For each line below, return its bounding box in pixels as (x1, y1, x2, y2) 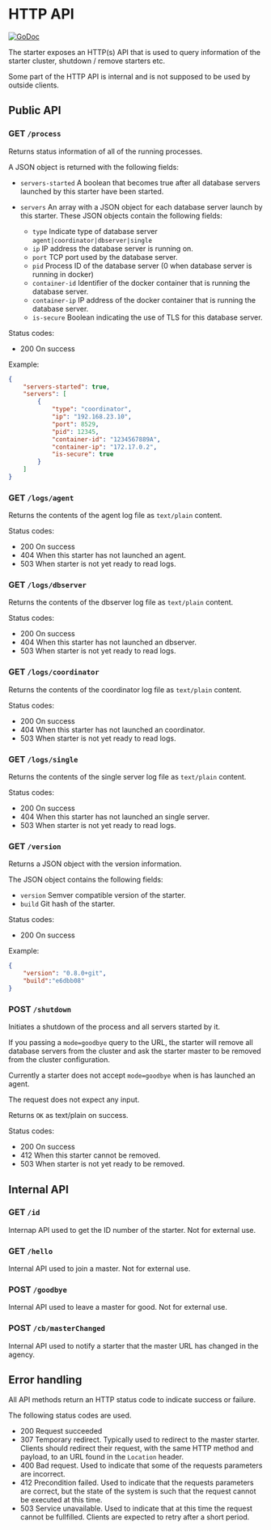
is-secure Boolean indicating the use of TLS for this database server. (32, 312, 263, 322)
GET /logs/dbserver (8, 580, 87, 591)
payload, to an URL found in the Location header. (19, 1451, 184, 1461)
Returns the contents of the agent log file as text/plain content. (8, 511, 222, 521)
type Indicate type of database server (32, 226, 158, 236)
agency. (8, 1349, 35, 1359)
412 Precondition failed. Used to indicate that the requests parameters (19, 1477, 254, 1487)
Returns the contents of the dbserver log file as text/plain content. (8, 597, 234, 607)
